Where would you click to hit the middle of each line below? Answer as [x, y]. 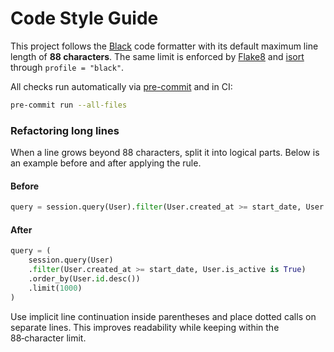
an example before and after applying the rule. [106, 163]
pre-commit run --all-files [69, 105]
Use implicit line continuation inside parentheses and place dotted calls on [163, 316]
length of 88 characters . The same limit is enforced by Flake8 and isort [157, 56]
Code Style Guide [84, 18]
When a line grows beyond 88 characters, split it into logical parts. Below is [165, 153]
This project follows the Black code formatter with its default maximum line [164, 46]
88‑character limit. [48, 338]
